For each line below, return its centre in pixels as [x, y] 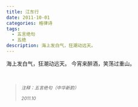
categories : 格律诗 [29, 23]
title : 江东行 [23, 12]
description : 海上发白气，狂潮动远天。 [51, 46]
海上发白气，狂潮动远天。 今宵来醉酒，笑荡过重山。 [71, 63]
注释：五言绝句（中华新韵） [50, 88]
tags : [13, 29]
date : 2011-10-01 [28, 18]
